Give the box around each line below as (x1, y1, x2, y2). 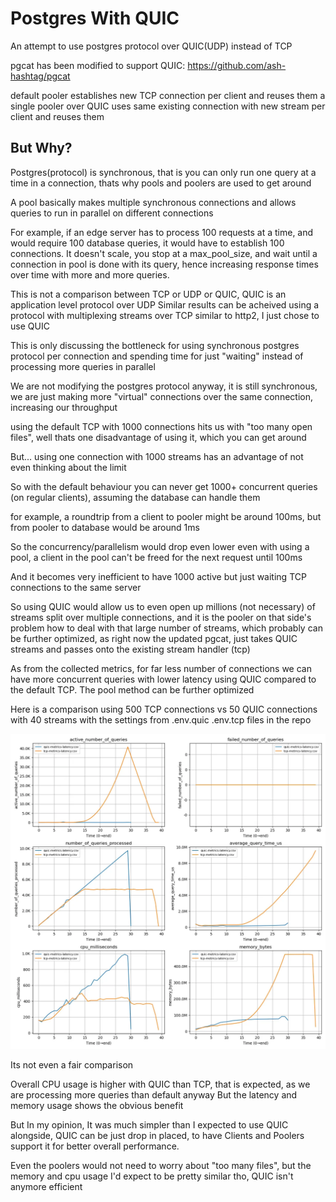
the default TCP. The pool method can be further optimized (10, 683, 255, 696)
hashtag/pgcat (10, 70, 71, 82)
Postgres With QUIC (10, 7, 180, 30)
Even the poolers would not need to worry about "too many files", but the (10, 1159, 312, 1171)
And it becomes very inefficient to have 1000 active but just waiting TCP (10, 570, 307, 582)
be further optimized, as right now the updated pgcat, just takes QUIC (10, 632, 298, 644)
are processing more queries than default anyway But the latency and (10, 1088, 298, 1101)
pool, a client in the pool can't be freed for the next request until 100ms (10, 551, 303, 563)
